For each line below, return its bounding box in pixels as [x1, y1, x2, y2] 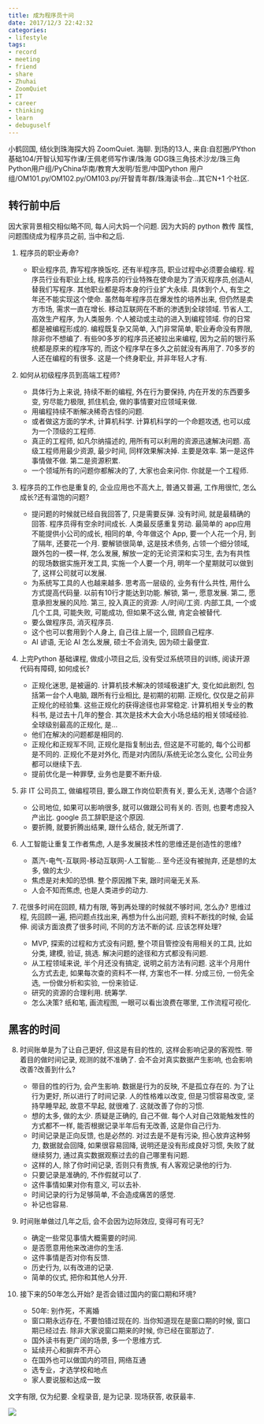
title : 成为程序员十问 [8, 11, 75, 20]
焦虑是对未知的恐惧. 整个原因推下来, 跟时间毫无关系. [31, 876, 201, 885]
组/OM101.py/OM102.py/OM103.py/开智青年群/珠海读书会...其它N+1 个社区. [8, 173, 250, 183]
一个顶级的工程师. [38, 426, 96, 436]
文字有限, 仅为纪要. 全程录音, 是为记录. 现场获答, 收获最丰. [8, 1392, 195, 1401]
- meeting [8, 56, 41, 64]
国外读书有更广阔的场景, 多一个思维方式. [31, 1336, 162, 1345]
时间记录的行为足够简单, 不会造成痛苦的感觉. [31, 1190, 176, 1199]
